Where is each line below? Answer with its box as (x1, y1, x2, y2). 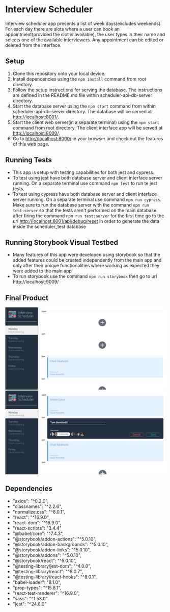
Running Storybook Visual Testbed (5, 238, 119, 247)
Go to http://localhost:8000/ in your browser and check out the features (12, 135, 163, 141)
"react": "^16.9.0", (12, 514, 50, 520)
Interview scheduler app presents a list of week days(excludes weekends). (5, 20, 162, 27)
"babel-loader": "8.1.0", (12, 579, 62, 585)
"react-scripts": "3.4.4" (12, 525, 62, 531)
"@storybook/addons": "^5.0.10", (12, 552, 82, 558)
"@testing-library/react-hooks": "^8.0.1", (12, 574, 97, 580)
